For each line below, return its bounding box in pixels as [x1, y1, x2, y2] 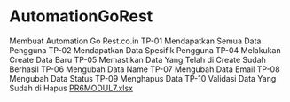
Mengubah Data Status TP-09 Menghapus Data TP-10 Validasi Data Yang [9, 73, 277, 83]
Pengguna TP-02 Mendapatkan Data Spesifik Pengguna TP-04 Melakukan [9, 44, 281, 55]
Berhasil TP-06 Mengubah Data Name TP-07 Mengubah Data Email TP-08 [9, 64, 281, 75]
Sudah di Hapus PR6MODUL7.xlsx [9, 82, 133, 93]
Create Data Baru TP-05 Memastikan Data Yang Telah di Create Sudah [9, 54, 266, 65]
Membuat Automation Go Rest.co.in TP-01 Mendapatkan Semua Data [9, 35, 262, 46]
